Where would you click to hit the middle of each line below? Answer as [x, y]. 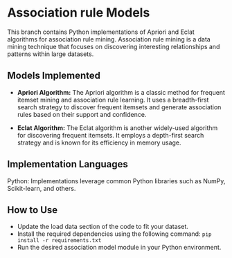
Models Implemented [54, 76]
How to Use [33, 210]
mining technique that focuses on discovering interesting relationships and [114, 46]
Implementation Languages [68, 164]
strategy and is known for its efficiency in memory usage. [99, 142]
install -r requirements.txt [59, 241]
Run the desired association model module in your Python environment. [119, 248]
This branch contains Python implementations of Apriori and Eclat [101, 32]
